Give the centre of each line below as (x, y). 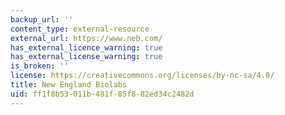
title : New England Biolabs (69, 85)
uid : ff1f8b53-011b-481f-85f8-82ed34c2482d (102, 94)
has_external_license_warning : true (86, 57)
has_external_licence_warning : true (86, 47)
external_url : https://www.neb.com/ (86, 38)
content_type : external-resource (80, 29)
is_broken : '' (40, 66)
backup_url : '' (42, 19)
